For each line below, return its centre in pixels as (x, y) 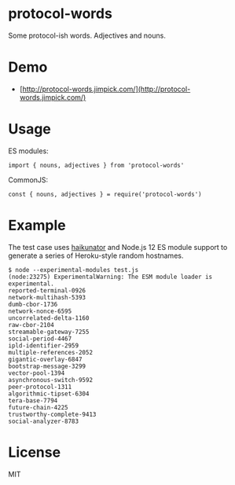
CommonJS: (28, 180)
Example (37, 226)
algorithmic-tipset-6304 (49, 394)
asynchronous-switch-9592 (50, 380)
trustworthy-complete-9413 (52, 414)
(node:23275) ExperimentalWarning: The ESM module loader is (110, 277)
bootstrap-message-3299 (47, 366)
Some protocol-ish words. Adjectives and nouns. (87, 35)
